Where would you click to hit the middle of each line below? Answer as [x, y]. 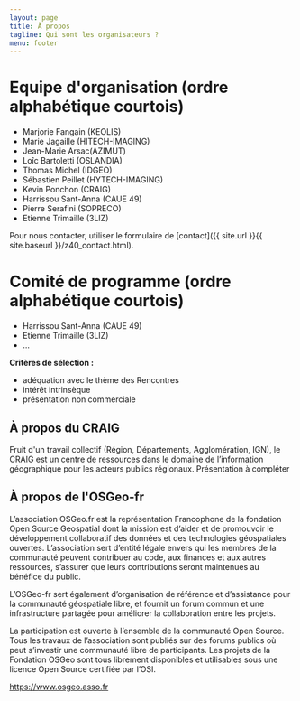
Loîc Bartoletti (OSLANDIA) [73, 161]
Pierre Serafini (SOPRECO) [72, 209]
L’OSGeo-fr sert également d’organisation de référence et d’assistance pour [150, 594]
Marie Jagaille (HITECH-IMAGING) [86, 142]
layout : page [34, 18]
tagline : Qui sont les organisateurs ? [84, 34]
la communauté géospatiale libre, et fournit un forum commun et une [137, 603]
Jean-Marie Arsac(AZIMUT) [74, 151]
